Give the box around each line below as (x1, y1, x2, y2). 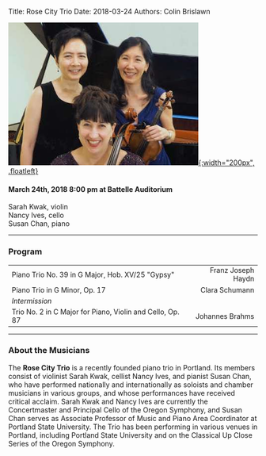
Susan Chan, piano (8, 219, 70, 228)
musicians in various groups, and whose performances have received (8, 388, 236, 397)
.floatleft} (8, 167, 39, 175)
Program (8, 246, 43, 257)
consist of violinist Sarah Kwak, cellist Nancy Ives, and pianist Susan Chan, (8, 371, 252, 381)
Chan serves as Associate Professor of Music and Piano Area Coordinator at (8, 413, 257, 423)
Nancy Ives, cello (8, 210, 65, 220)
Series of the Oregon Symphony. (8, 439, 115, 448)
